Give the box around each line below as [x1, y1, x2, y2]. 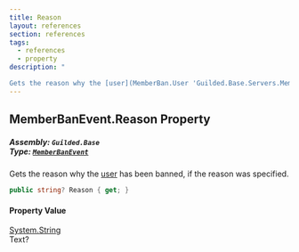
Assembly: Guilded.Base [9, 136, 101, 147]
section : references [9, 29, 86, 38]
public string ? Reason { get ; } [9, 186, 129, 195]
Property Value [9, 205, 67, 215]
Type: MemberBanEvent [9, 146, 89, 157]
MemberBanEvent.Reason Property [9, 112, 211, 127]
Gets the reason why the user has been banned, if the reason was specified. [9, 168, 289, 179]
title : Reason [9, 12, 62, 22]
